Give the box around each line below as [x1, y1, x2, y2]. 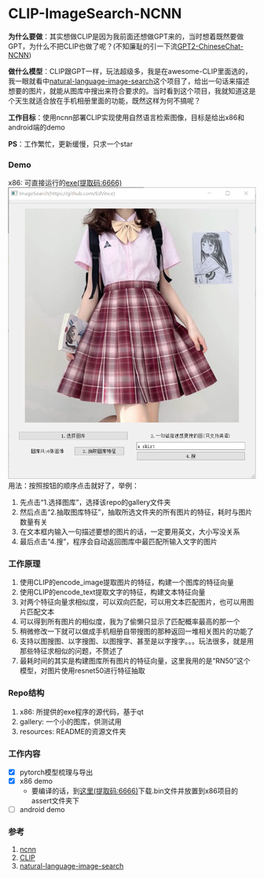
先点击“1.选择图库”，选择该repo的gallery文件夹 [19, 498, 171, 507]
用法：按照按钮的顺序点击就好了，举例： [8, 481, 139, 491]
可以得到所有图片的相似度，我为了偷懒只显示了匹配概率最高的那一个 [19, 617, 240, 627]
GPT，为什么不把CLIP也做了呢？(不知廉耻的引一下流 [8, 41, 178, 51]
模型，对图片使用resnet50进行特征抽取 [19, 666, 145, 675]
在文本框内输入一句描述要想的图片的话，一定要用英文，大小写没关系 [19, 527, 240, 536]
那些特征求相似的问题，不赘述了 [19, 646, 123, 656]
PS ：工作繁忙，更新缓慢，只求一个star [8, 139, 134, 148]
